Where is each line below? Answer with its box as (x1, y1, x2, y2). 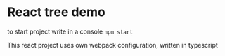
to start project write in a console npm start (7, 27, 134, 36)
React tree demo (7, 4, 105, 20)
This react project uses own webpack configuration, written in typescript (7, 41, 218, 49)
